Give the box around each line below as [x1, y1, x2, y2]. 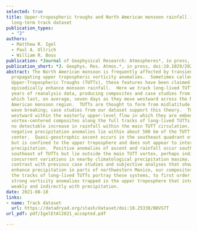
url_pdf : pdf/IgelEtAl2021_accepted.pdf [6, 211, 107, 217]
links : [6, 195, 22, 200]
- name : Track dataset [6, 200, 62, 206]
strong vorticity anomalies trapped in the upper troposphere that [11, 178, 180, 184]
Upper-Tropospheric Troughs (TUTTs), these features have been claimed [11, 80, 191, 86]
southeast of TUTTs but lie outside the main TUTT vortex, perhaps [11, 150, 180, 156]
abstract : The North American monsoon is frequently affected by [6, 69, 169, 75]
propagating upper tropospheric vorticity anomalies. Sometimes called [11, 74, 193, 80]
